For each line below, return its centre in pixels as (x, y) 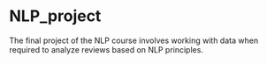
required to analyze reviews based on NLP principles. (106, 49)
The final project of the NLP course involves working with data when (134, 40)
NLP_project (55, 16)
